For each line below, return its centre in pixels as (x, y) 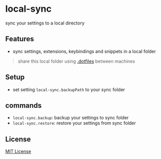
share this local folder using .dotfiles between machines (76, 61)
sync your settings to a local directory (45, 23)
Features (20, 39)
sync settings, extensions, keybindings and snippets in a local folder (84, 51)
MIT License (18, 151)
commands (23, 105)
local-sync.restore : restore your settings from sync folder (74, 123)
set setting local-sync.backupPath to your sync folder (69, 89)
